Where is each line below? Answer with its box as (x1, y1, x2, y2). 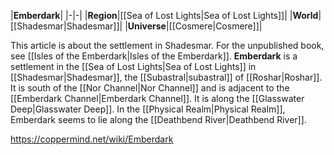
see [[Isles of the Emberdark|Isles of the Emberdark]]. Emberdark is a (10, 50, 298, 62)
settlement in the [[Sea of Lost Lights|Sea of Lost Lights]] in (10, 61, 257, 72)
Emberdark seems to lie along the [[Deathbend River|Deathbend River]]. (10, 114, 307, 125)
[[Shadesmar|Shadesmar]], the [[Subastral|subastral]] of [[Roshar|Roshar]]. (10, 71, 323, 83)
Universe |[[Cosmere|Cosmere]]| (127, 20, 263, 32)
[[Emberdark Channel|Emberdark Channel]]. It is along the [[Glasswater (10, 93, 305, 104)
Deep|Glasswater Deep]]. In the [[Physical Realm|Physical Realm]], (10, 103, 286, 115)
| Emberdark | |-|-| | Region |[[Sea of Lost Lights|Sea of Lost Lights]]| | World (10, 10, 319, 21)
